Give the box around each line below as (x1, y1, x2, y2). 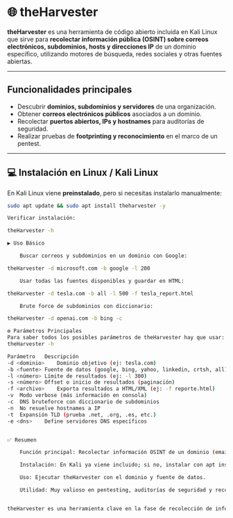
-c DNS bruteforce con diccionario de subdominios (7, 398, 159, 405)
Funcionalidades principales (7, 84, 132, 96)
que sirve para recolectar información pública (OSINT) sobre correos (7, 35, 209, 43)
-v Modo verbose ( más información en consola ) (7, 392, 148, 399)
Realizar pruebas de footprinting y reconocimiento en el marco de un (17, 131, 218, 140)
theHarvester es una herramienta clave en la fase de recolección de (7, 505, 213, 512)
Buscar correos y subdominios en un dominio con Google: (19, 252, 188, 259)
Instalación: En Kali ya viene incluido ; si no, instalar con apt (19, 462, 216, 469)
